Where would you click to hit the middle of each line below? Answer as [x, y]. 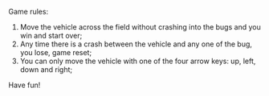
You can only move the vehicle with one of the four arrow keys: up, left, [138, 61]
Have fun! [24, 85]
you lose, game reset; [56, 52]
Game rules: [29, 12]
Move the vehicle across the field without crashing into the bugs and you [140, 27]
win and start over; [51, 36]
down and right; [46, 70]
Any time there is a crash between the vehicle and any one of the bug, [136, 44]
